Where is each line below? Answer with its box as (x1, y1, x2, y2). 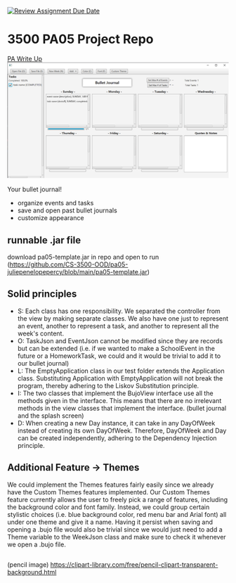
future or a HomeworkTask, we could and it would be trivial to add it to (17, 352, 221, 360)
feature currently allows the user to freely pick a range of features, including (7, 495, 228, 504)
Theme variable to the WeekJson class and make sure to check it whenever (7, 532, 226, 541)
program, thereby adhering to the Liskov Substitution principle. (17, 381, 199, 390)
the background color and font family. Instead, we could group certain (7, 503, 210, 511)
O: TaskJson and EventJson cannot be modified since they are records (17, 336, 223, 345)
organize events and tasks (17, 199, 94, 207)
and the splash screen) (17, 411, 84, 420)
